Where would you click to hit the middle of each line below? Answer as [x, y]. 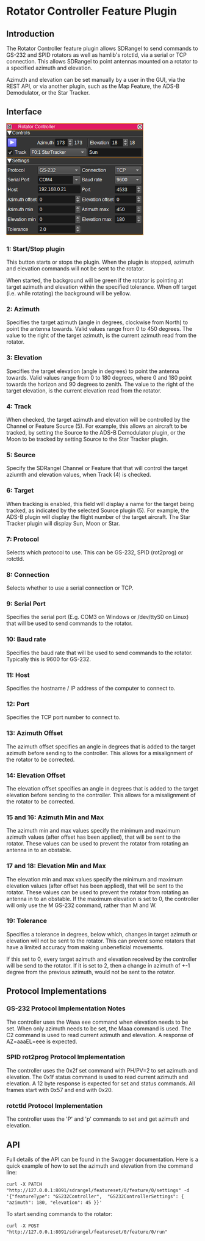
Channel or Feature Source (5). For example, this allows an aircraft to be [97, 426]
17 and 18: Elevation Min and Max [56, 866]
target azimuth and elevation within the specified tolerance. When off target [101, 287]
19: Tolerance [27, 921]
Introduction [31, 34]
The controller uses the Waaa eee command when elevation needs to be [97, 1022]
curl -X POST [23, 1226]
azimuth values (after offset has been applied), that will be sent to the [94, 837]
